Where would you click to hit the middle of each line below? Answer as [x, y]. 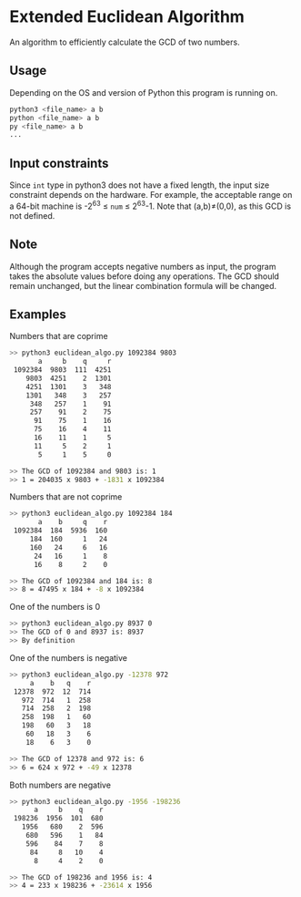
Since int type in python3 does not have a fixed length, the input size [140, 185]
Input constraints [59, 163]
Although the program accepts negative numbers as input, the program [143, 266]
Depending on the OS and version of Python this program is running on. [144, 92]
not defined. [32, 215]
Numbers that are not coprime [66, 497]
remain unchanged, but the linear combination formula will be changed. [143, 285]
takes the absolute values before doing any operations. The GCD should [145, 276]
